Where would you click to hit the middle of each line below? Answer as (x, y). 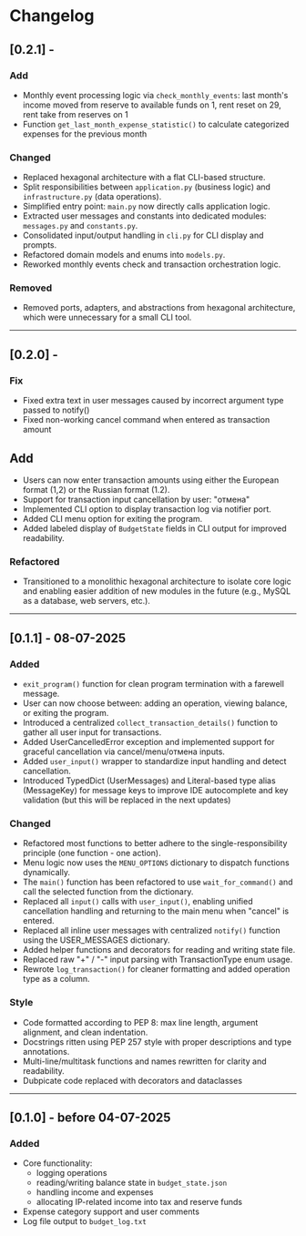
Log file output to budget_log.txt (85, 1221)
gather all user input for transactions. (92, 732)
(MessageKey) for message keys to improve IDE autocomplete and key (155, 790)
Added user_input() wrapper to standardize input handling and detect (154, 761)
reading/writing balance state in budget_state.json (132, 1183)
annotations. (46, 1051)
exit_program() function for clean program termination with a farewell (153, 683)
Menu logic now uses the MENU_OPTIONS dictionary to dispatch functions (156, 863)
